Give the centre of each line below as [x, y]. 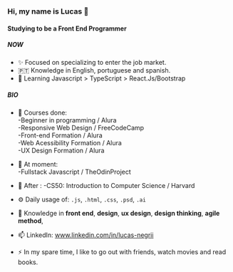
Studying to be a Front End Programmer [67, 28]
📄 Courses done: [42, 113]
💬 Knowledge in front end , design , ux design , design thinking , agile [119, 214]
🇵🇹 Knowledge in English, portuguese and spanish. [94, 70]
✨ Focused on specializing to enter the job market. [92, 63]
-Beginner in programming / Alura [67, 120]
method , [31, 221]
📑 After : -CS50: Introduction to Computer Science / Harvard [106, 186]
